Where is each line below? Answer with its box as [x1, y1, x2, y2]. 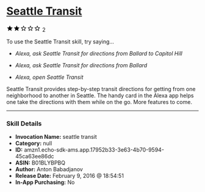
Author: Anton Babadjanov [15, 166, 84, 173]
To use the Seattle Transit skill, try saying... [6, 38, 115, 45]
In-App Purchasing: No [15, 179, 75, 186]
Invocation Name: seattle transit [15, 133, 98, 141]
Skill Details [6, 119, 42, 128]
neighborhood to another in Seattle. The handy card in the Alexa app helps [6, 92, 194, 99]
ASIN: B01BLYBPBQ [15, 159, 66, 166]
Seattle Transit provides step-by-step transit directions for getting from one [6, 85, 196, 92]
